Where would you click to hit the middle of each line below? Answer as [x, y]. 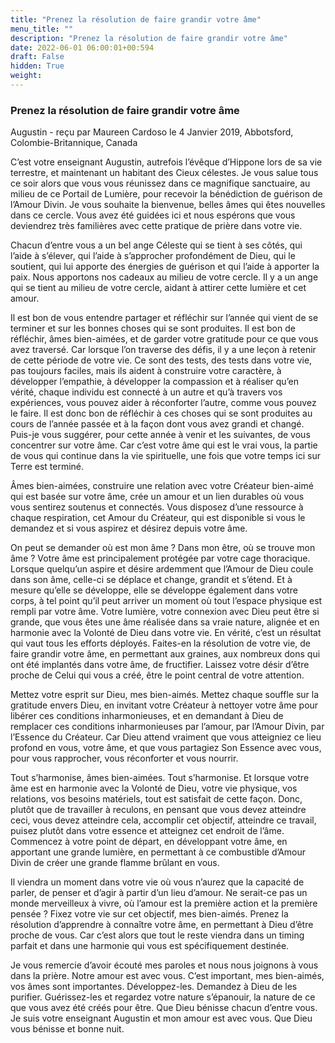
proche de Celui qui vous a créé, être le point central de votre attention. [157, 675]
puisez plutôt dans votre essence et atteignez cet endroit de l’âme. [147, 831]
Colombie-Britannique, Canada [74, 143]
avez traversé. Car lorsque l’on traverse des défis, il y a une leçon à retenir [163, 350]
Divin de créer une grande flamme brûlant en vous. [115, 863]
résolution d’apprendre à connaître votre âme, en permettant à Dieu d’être [162, 925]
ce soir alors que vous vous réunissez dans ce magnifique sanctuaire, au [160, 183]
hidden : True [37, 66]
